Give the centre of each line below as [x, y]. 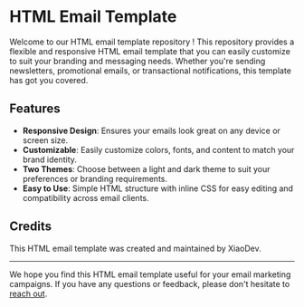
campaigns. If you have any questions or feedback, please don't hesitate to [150, 283]
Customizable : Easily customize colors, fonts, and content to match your [158, 149]
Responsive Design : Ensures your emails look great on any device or [151, 130]
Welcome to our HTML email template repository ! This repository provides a [152, 42]
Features [35, 109]
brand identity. [49, 159]
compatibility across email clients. [85, 197]
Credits [31, 227]
